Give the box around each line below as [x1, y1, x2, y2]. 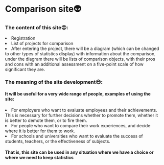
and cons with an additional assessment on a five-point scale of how [5, 61, 143, 67]
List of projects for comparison [11, 41, 73, 47]
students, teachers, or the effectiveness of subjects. [5, 138, 111, 144]
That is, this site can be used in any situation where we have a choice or [5, 149, 154, 155]
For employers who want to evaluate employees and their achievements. [11, 107, 158, 113]
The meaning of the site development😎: [5, 79, 103, 86]
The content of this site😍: [5, 24, 69, 31]
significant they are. [5, 67, 46, 72]
